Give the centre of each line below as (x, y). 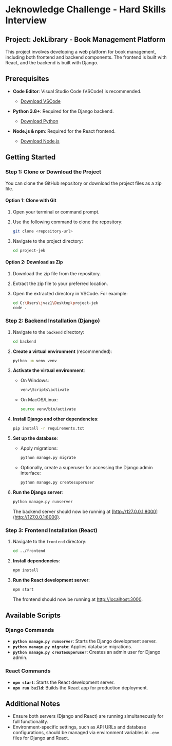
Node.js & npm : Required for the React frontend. (64, 131)
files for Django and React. (41, 738)
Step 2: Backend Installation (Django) (53, 321)
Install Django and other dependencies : (55, 419)
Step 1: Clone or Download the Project (53, 172)
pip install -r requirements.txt (49, 429)
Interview (26, 20)
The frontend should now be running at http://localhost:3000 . (78, 599)
